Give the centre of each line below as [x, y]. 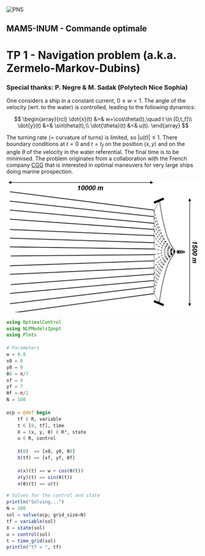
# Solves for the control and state [53, 496]
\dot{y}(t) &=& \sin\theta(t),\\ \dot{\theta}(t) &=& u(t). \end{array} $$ [103, 125]
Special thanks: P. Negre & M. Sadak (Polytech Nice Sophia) [97, 87]
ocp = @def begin [29, 413]
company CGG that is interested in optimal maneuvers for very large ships [100, 165]
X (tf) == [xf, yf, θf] [46, 458]
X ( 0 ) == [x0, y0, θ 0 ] [46, 451]
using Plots [21, 335]
